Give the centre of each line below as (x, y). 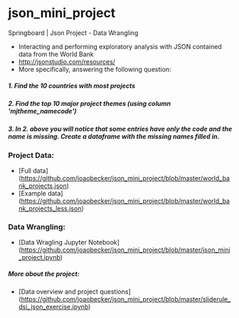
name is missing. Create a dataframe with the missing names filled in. (114, 137)
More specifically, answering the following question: (95, 69)
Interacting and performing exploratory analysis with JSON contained (120, 46)
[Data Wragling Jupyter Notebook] (69, 243)
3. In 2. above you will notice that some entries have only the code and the (120, 129)
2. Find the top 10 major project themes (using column (90, 103)
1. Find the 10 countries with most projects (72, 85)
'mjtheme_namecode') (42, 111)
